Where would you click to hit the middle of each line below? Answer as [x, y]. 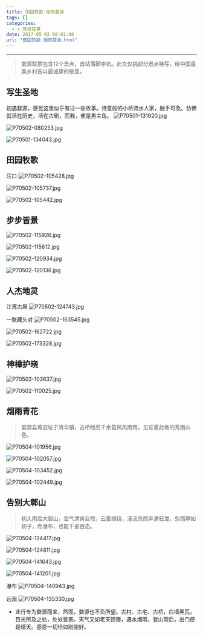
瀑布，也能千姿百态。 [69, 526]
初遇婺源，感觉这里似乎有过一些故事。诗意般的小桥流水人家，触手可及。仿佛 [101, 108]
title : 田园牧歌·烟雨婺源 [35, 12]
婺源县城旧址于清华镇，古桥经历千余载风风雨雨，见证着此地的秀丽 [103, 427]
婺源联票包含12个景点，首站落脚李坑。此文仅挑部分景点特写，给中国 [106, 64]
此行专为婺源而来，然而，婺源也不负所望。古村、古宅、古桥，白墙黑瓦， [105, 611]
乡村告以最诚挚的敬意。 [56, 71]
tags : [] [17, 18]
